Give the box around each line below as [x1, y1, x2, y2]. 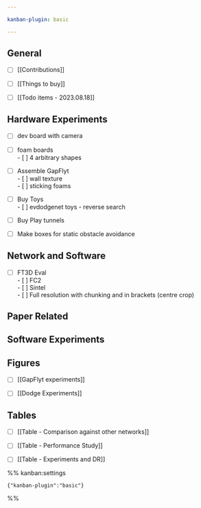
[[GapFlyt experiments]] [16, 376, 85, 384]
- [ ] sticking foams [16, 181, 71, 189]
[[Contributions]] [16, 66, 65, 74]
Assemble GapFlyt [16, 166, 69, 175]
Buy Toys [16, 195, 44, 203]
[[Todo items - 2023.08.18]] [16, 93, 95, 102]
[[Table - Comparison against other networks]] [16, 428, 150, 436]
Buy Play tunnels [16, 216, 65, 224]
